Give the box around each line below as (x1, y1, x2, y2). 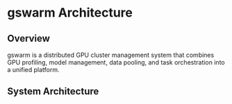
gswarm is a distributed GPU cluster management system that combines (7, 51, 215, 59)
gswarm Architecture (7, 5, 133, 21)
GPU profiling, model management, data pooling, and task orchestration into (7, 58, 225, 67)
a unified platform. (7, 66, 60, 73)
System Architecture (7, 85, 99, 98)
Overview (7, 33, 51, 44)
